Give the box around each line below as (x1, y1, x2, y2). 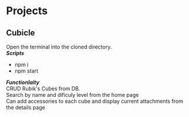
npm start (14, 67, 38, 74)
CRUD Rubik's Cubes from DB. (6, 85, 81, 92)
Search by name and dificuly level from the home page (6, 92, 140, 98)
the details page (6, 104, 45, 110)
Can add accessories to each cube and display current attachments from (6, 97, 184, 105)
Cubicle (6, 28, 35, 38)
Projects (6, 4, 48, 18)
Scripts (6, 50, 25, 57)
